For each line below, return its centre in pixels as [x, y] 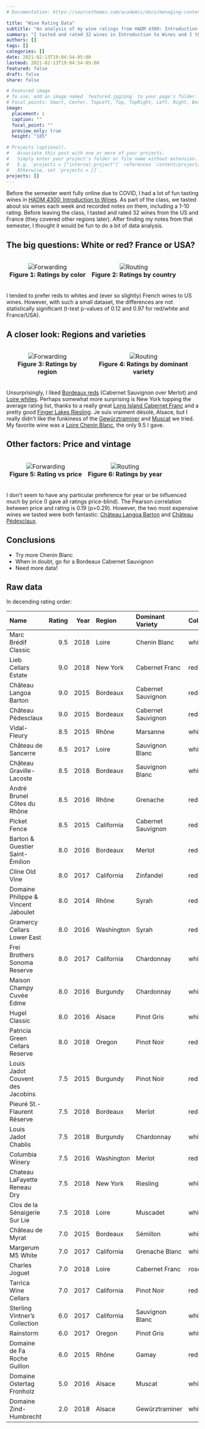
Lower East [25, 937]
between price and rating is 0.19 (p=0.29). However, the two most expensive [102, 508]
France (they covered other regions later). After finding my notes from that [100, 219]
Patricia [20, 1031]
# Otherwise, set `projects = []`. [54, 170]
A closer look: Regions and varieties [76, 334]
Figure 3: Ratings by [47, 364]
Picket [18, 821]
